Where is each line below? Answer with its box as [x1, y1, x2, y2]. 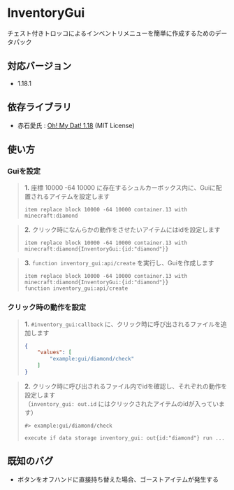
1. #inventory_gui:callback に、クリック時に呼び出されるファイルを [24, 320, 221, 328]
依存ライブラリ [7, 101, 72, 113]
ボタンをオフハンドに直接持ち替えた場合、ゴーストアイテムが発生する [17, 475, 219, 484]
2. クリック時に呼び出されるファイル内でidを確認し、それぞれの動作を [24, 381, 228, 390]
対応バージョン [7, 60, 72, 72]
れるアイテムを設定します [36, 192, 110, 201]
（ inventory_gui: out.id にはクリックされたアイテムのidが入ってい [24, 399, 219, 407]
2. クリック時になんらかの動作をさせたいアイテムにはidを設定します [24, 225, 221, 234]
